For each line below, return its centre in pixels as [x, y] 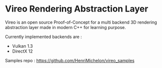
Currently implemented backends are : [44, 37]
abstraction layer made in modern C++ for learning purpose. [66, 27]
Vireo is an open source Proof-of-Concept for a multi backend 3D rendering [81, 22]
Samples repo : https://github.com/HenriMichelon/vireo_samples [70, 60]
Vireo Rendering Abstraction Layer [77, 9]
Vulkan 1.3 [22, 46]
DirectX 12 [22, 51]
